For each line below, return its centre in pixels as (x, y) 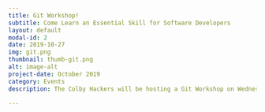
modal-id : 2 (28, 37)
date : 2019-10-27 (37, 45)
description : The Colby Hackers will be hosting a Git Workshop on (121, 89)
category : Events (37, 81)
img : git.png (30, 52)
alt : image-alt (33, 67)
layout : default (35, 30)
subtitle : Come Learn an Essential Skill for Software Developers (119, 23)
